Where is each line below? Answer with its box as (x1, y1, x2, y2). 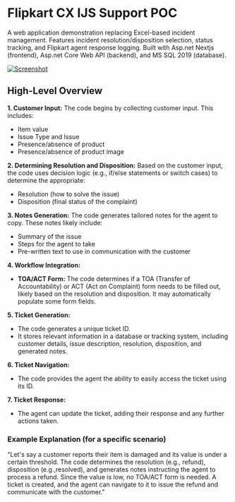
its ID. (17, 381, 35, 390)
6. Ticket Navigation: (7, 360, 70, 369)
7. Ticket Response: (7, 395, 66, 404)
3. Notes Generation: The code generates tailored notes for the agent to (7, 210, 218, 220)
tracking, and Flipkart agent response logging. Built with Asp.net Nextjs (7, 43, 215, 52)
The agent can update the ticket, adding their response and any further (17, 409, 224, 417)
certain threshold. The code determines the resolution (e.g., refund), (7, 458, 206, 467)
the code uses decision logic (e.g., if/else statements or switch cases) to (7, 168, 218, 177)
